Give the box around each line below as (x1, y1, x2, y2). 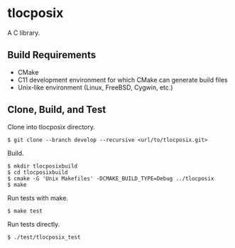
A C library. (7, 28, 40, 37)
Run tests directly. (7, 220, 60, 228)
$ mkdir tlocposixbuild (7, 162, 78, 170)
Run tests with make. (7, 193, 69, 202)
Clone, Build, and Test (7, 104, 106, 116)
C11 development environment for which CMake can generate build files (17, 75, 229, 84)
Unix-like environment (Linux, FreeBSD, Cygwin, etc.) (17, 83, 173, 92)
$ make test (7, 207, 43, 215)
